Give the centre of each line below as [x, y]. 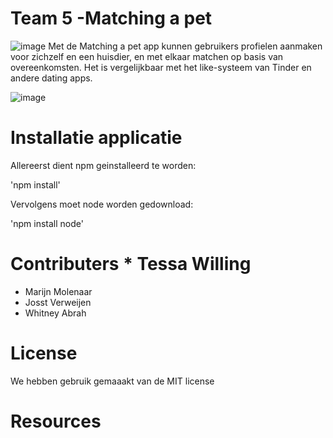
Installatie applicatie [96, 138]
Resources [56, 421]
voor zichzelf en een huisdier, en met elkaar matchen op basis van [147, 56]
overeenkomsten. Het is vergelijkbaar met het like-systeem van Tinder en [161, 67]
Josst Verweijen [58, 302]
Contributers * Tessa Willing [131, 264]
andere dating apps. [51, 78]
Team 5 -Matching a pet [111, 18]
